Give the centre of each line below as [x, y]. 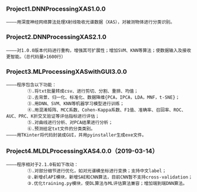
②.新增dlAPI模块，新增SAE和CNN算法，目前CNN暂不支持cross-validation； [110, 177]
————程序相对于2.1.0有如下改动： [42, 165]
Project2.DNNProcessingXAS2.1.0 [56, 37]
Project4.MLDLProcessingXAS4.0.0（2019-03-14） [82, 151]
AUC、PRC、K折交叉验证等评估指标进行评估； [53, 116]
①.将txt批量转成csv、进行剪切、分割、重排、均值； [83, 91]
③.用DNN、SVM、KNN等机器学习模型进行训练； [76, 103]
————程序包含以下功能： [31, 84]
